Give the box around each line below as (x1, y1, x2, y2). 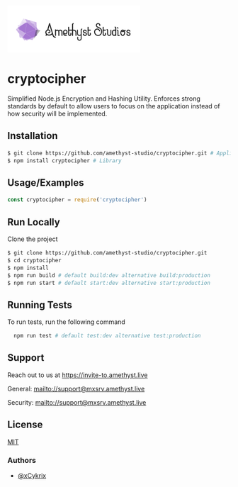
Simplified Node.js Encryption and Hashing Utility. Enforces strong (7, 94, 200, 103)
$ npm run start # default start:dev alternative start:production (7, 279, 211, 286)
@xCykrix (17, 471, 47, 480)
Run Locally (7, 215, 60, 228)
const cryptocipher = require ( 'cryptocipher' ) (7, 196, 147, 203)
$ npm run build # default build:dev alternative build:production (7, 272, 211, 279)
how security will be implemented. (7, 109, 108, 118)
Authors (7, 455, 37, 465)
